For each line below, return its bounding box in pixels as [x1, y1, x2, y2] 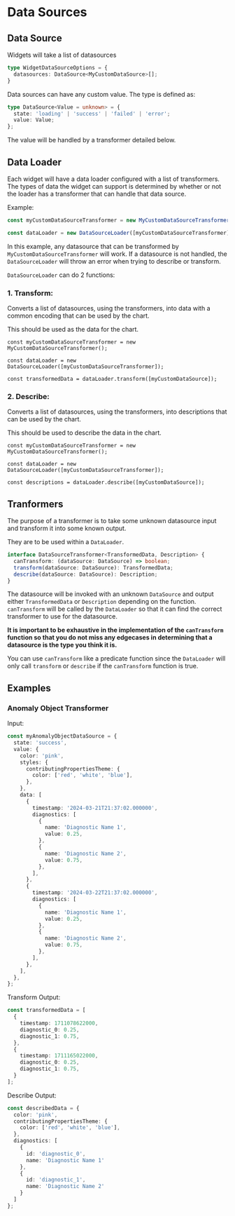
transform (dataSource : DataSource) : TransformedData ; [13, 564, 173, 572]
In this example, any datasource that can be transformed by [7, 242, 180, 250]
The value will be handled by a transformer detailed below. [7, 136, 176, 144]
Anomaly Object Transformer [7, 703, 109, 712]
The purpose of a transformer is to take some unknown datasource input [7, 517, 217, 525]
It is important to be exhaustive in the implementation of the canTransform [7, 626, 224, 635]
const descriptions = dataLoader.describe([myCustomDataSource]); [7, 479, 205, 486]
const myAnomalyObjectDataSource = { [7, 733, 117, 740]
